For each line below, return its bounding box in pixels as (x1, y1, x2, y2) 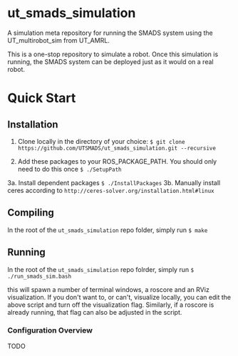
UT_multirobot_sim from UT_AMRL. (7, 36, 110, 44)
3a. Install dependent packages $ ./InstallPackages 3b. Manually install (7, 178, 221, 187)
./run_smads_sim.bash (7, 273, 72, 280)
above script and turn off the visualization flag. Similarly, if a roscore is (7, 300, 214, 309)
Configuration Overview (7, 325, 93, 335)
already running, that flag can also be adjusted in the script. (7, 308, 182, 316)
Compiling (7, 206, 55, 219)
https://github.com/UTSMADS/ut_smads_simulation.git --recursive (17, 145, 216, 152)
